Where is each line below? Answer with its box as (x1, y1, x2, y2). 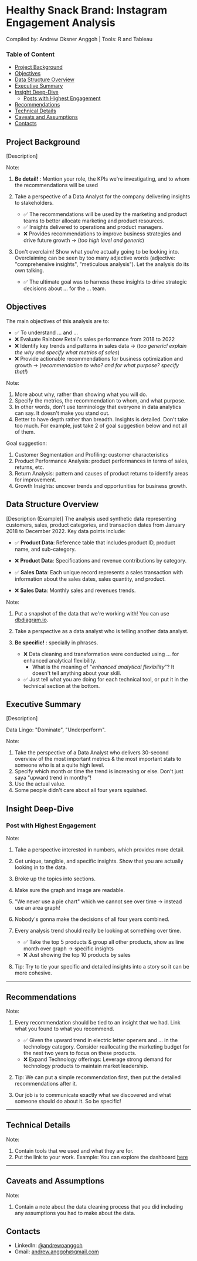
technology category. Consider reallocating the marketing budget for (23, 1043, 190, 1050)
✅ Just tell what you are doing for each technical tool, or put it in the (23, 676, 189, 683)
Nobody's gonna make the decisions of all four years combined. (14, 916, 170, 923)
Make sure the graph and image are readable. (14, 887, 125, 894)
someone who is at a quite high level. (14, 761, 104, 768)
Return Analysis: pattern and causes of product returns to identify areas (14, 470, 189, 477)
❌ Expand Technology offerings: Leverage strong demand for (23, 1056, 172, 1063)
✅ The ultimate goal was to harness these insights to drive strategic (23, 278, 187, 285)
